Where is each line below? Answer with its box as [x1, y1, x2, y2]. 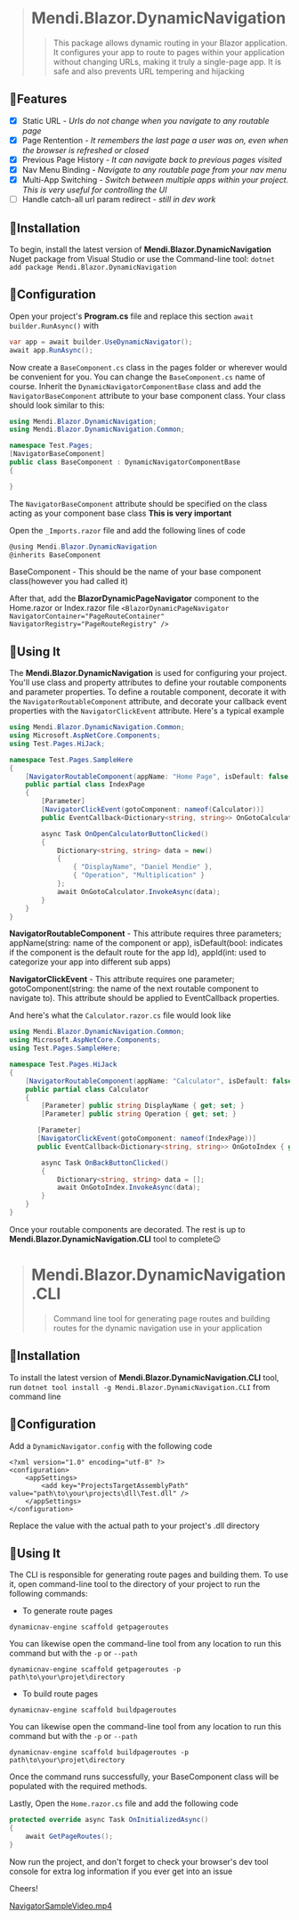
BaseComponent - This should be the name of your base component [9, 566, 262, 577]
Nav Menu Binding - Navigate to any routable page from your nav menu [21, 164, 287, 175]
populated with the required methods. [9, 1781, 148, 1792]
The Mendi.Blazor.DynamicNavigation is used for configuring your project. [9, 668, 287, 679]
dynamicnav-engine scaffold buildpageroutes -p [9, 1748, 190, 1757]
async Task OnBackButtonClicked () [41, 1158, 169, 1167]
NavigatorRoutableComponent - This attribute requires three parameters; [9, 928, 282, 939]
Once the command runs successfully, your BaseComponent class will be [9, 1771, 279, 1782]
